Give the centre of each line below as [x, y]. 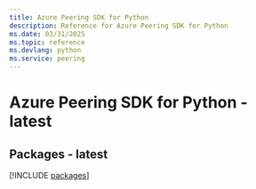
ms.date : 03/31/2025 [48, 34]
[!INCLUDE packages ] [49, 175]
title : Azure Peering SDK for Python [79, 17]
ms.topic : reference [48, 42]
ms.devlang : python [45, 51]
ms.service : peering [48, 59]
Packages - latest [59, 154]
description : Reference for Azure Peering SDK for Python [119, 26]
